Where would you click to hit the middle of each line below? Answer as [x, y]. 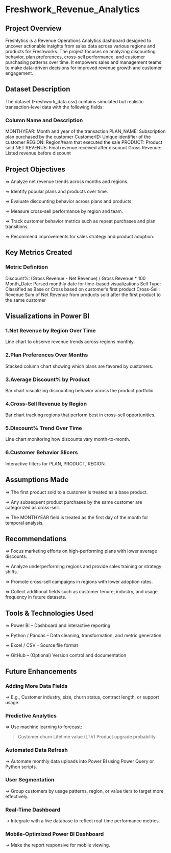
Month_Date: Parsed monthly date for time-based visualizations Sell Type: [83, 284]
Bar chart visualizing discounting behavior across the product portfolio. [80, 390]
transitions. [17, 227]
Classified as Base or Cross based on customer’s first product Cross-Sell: [83, 289]
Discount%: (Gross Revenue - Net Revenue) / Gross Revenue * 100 [76, 278]
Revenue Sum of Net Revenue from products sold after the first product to [83, 295]
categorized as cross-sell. [33, 507]
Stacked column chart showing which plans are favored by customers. [79, 366]
